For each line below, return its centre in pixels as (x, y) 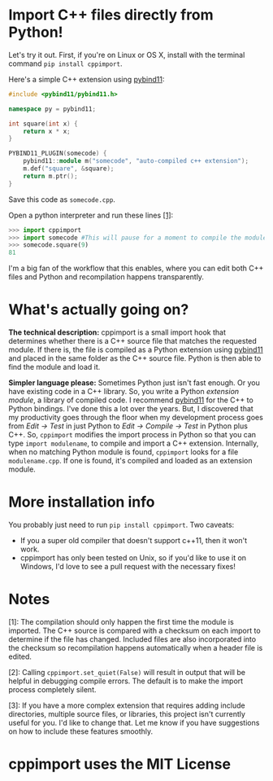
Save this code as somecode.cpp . (62, 199)
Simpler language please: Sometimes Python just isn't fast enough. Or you (134, 383)
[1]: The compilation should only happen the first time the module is (121, 622)
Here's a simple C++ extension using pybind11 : (87, 79)
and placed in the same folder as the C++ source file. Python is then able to (135, 358)
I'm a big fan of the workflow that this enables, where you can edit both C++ (136, 268)
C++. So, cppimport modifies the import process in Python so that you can (132, 435)
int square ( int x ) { (43, 124)
